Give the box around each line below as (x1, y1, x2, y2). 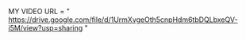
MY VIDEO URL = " (8, 7, 70, 16)
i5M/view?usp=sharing (8, 24, 83, 32)
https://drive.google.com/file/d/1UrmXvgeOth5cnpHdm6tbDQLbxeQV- (8, 15, 238, 24)
